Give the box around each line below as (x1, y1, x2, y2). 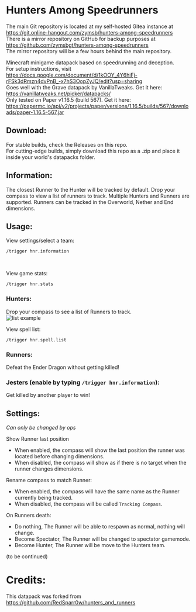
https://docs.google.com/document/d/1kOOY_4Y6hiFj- (6, 71, 137, 78)
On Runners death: (6, 512, 51, 519)
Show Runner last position (6, 435, 69, 442)
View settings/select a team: (6, 237, 75, 244)
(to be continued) (6, 553, 48, 560)
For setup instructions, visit (6, 65, 72, 72)
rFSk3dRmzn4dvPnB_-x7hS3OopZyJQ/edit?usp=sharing (6, 77, 143, 85)
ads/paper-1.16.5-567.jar (6, 109, 64, 116)
